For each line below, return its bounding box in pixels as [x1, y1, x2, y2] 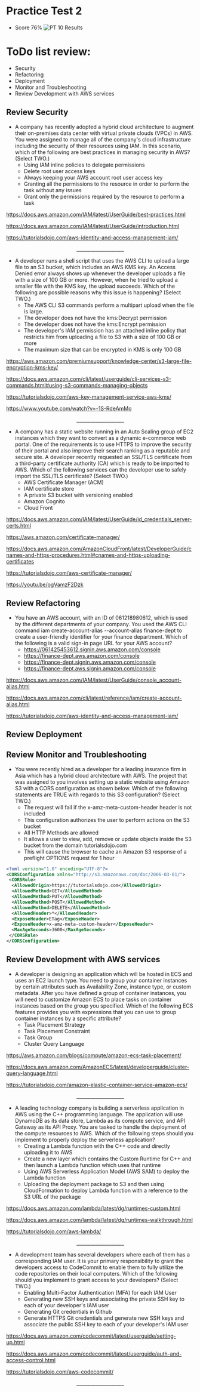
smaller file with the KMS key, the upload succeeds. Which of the [14, 282, 175, 290]
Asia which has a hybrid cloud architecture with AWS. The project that [14, 772, 187, 779]
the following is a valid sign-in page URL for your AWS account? [14, 639, 173, 646]
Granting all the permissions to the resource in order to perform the [23, 180, 189, 187]
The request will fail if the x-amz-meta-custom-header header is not [23, 803, 192, 811]
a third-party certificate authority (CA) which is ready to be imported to [14, 460, 190, 467]
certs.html [6, 522, 32, 529]
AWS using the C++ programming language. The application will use [14, 1110, 183, 1117]
